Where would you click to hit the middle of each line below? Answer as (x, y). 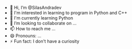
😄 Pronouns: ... (26, 36)
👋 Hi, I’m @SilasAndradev (35, 8)
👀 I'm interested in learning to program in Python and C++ (68, 13)
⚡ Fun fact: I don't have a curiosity (45, 41)
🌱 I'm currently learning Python (41, 18)
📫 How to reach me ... (33, 29)
